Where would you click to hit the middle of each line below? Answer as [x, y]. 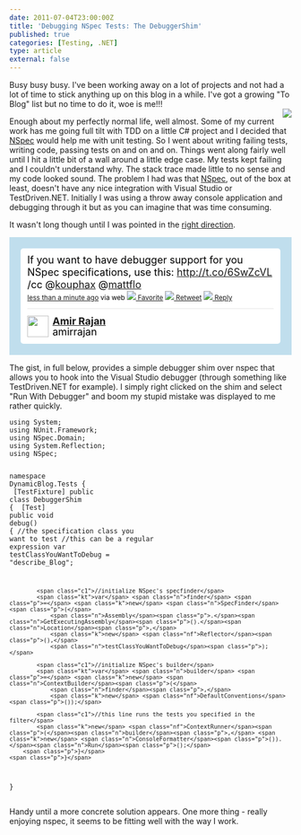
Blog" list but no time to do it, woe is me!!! [86, 104]
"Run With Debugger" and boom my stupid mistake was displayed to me [142, 396]
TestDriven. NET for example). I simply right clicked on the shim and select [146, 387]
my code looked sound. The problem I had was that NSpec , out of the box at [150, 179]
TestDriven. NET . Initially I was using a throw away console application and [146, 198]
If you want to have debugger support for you [135, 259]
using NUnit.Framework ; [54, 430]
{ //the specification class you [72, 531]
